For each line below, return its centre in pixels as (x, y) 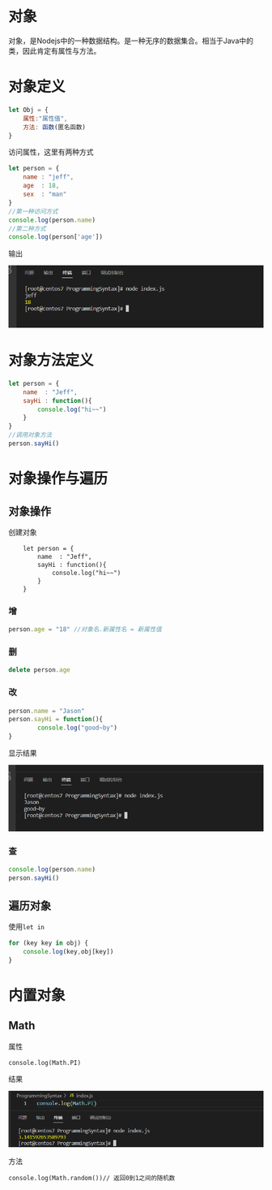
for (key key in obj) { (49, 943)
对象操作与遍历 (58, 479)
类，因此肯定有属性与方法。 (55, 50)
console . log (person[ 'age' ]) (56, 237)
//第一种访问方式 (33, 211)
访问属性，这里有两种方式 (51, 152)
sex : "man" (45, 194)
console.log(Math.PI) (45, 1062)
